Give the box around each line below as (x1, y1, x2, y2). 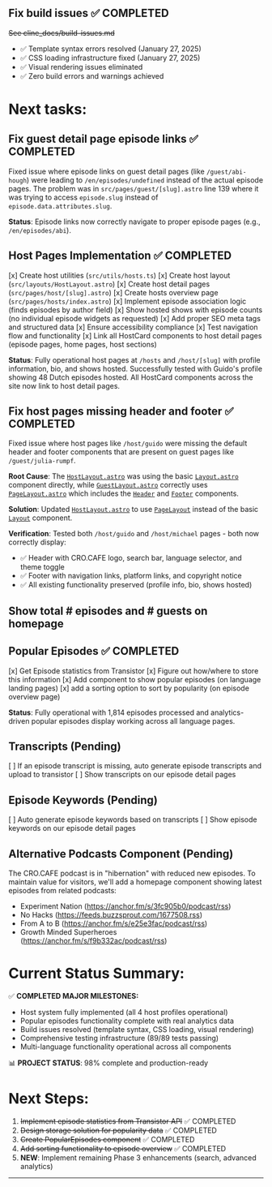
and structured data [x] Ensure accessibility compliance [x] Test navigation (8, 322, 258, 332)
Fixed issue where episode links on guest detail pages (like (8, 166, 205, 176)
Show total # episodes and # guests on (8, 604, 208, 617)
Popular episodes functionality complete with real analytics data (19, 1016, 235, 1026)
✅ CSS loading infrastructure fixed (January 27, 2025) (19, 53, 201, 62)
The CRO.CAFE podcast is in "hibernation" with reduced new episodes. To (8, 868, 257, 879)
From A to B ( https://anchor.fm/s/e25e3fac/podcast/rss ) (19, 918, 208, 928)
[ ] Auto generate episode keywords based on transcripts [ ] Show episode (8, 815, 257, 824)
